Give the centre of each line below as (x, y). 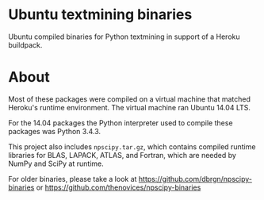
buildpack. (25, 44)
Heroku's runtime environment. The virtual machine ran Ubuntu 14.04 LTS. (130, 107)
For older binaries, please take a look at (73, 179)
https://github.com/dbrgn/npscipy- (195, 179)
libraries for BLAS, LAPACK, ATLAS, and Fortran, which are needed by (122, 155)
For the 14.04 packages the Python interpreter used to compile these (121, 123)
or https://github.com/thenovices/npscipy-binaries (119, 187)
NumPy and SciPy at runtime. (56, 163)
